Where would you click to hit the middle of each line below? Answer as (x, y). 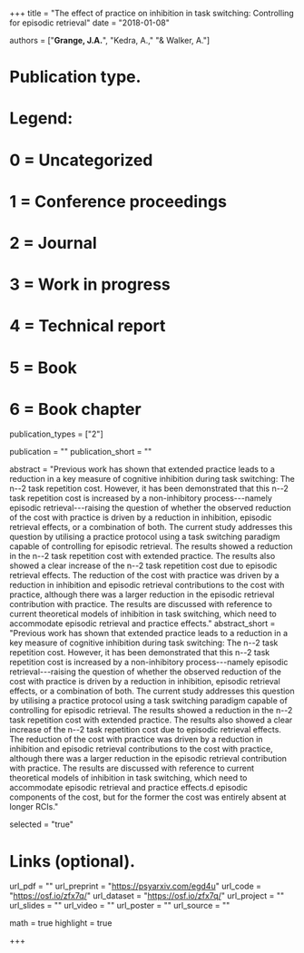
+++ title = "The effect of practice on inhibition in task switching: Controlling (152, 13)
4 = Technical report (88, 326)
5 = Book (43, 368)
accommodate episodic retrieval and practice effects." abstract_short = (142, 624)
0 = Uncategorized (81, 160)
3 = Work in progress (90, 285)
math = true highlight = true (61, 923)
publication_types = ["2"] (56, 434)
